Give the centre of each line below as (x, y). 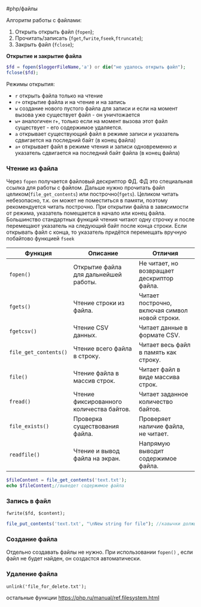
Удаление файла (32, 574)
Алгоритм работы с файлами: (44, 20)
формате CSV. (159, 335)
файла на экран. (97, 459)
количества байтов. (102, 409)
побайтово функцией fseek (40, 239)
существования (96, 426)
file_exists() (29, 426)
